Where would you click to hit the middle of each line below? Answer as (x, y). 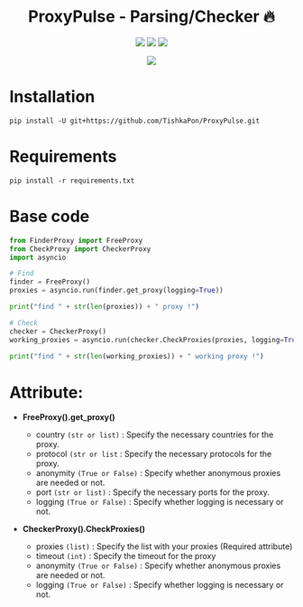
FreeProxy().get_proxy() (69, 417)
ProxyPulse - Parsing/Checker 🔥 (151, 17)
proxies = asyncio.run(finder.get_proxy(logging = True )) (116, 291)
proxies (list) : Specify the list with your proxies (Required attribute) (164, 546)
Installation (52, 97)
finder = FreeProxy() (50, 282)
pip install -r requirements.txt (72, 181)
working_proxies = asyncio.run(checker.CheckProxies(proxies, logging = (147, 340)
